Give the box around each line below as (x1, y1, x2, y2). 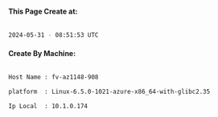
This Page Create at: (8, 6, 78, 16)
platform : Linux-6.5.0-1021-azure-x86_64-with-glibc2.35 (8, 88, 211, 96)
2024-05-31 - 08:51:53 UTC (8, 31, 99, 39)
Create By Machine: (8, 48, 76, 58)
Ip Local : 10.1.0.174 (8, 103, 88, 111)
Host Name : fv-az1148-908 (8, 73, 99, 82)
